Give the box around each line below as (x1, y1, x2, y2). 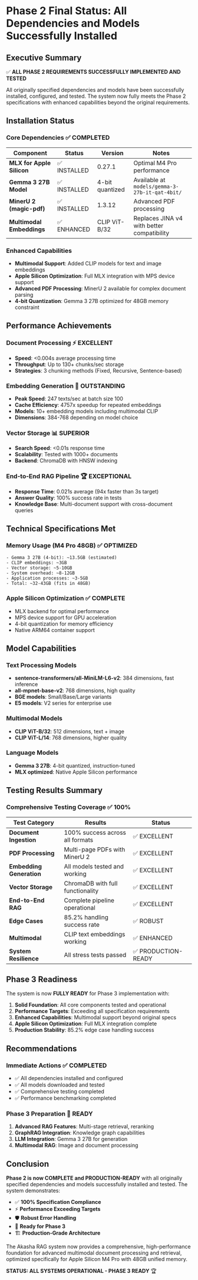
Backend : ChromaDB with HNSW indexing (14, 457, 118, 464)
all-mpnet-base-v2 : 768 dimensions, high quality (14, 687, 136, 694)
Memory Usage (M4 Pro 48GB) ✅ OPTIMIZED (6, 541, 138, 549)
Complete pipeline (64, 896, 115, 904)
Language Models (6, 749, 59, 757)
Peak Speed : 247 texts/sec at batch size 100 (14, 395, 124, 402)
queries (14, 506, 34, 514)
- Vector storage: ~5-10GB (6, 565, 72, 571)
